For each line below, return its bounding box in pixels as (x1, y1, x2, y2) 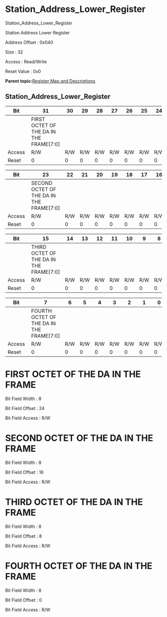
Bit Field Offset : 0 (5, 597, 42, 603)
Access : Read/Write (5, 58, 47, 64)
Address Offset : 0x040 (5, 39, 54, 45)
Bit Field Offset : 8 (5, 533, 42, 539)
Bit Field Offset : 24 (5, 405, 45, 411)
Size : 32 (5, 49, 23, 55)
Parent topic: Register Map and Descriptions (5, 78, 95, 84)
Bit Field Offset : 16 (5, 469, 44, 475)
